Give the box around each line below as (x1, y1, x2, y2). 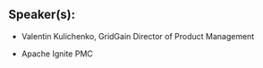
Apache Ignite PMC (21, 48, 93, 59)
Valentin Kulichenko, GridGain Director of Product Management (21, 30, 255, 41)
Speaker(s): (8, 7, 76, 22)
